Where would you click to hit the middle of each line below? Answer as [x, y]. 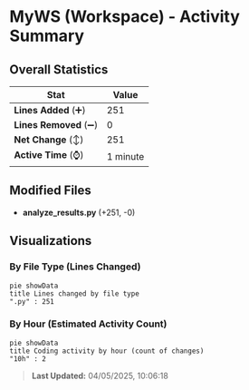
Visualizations [51, 241]
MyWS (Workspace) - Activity [124, 17]
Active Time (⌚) [49, 155]
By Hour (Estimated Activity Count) [88, 324]
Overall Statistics [59, 69]
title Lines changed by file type [75, 293]
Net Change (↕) [49, 140]
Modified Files [51, 191]
